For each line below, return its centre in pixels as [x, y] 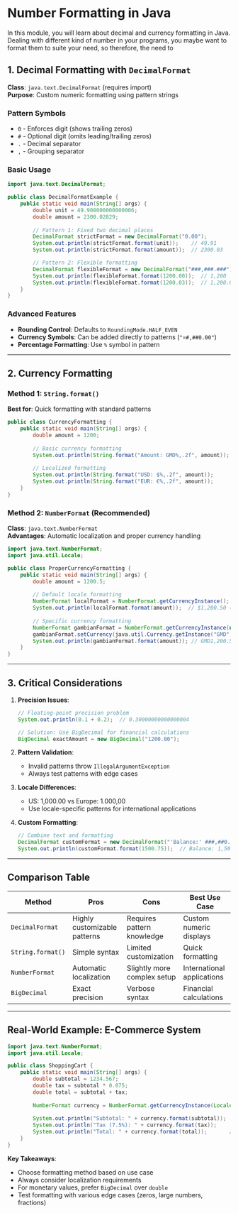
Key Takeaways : [32, 1158]
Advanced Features [42, 314]
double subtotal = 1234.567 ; [76, 1079]
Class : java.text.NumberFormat [52, 528]
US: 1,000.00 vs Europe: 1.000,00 [77, 801]
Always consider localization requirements [79, 1180]
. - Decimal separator [49, 144]
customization [150, 956]
